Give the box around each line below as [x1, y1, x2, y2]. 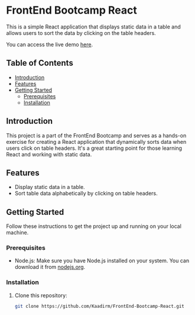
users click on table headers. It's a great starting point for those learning [6, 144, 182, 152]
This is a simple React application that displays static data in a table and [6, 23, 181, 30]
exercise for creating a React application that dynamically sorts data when [6, 138, 187, 145]
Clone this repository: [14, 291, 67, 299]
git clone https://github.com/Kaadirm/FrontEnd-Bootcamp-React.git [14, 303, 184, 309]
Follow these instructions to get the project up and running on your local [6, 223, 182, 230]
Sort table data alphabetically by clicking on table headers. [14, 190, 158, 197]
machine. [6, 229, 29, 236]
